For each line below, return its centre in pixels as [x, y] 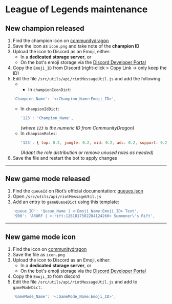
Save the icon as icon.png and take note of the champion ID [76, 46]
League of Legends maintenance [77, 9]
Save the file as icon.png [39, 255]
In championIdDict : [40, 108]
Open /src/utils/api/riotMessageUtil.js [57, 197]
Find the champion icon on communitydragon [61, 40]
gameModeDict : [27, 287]
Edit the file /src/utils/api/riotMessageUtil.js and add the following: [87, 79]
